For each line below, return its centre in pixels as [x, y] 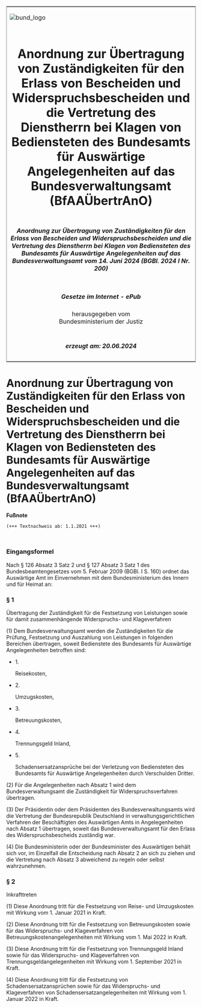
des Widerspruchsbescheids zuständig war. [61, 835]
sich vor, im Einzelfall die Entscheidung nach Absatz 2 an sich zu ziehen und [101, 853]
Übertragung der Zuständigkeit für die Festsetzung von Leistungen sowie [97, 613]
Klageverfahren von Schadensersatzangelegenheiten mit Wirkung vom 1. [96, 993]
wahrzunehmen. [26, 866]
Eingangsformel [30, 552]
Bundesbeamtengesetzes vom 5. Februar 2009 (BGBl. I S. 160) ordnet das [98, 571]
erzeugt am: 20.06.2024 [101, 346]
